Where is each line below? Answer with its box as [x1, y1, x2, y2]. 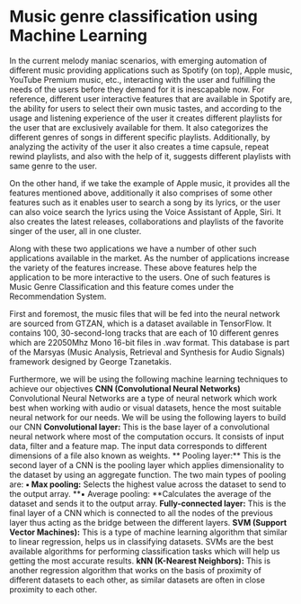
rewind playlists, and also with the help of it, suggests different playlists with [9, 150, 292, 161]
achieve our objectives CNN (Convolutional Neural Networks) [9, 383, 241, 393]
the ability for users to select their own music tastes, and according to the [9, 103, 282, 113]
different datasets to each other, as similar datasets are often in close [9, 574, 265, 585]
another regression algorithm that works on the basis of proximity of [9, 564, 262, 575]
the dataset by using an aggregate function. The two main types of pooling [9, 469, 287, 480]
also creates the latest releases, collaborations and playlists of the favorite [9, 216, 285, 227]
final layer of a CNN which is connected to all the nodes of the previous [9, 507, 274, 518]
